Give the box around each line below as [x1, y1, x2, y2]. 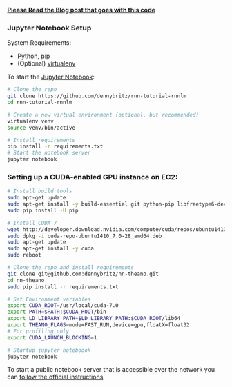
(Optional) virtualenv [17, 59, 76, 68]
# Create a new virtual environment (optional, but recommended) [7, 111, 199, 118]
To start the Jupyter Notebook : [7, 72, 95, 81]
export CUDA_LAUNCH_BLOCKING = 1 [7, 334, 97, 341]
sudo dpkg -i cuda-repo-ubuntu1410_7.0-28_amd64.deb [7, 232, 162, 239]
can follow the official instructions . [7, 373, 106, 381]
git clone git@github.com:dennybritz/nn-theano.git [7, 270, 159, 277]
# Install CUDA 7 [7, 219, 57, 226]
